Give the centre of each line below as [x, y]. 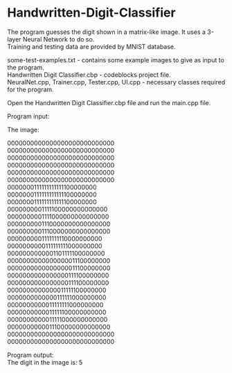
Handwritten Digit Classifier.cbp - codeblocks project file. [89, 75]
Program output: [30, 355]
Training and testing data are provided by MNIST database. [91, 46]
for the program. [30, 89]
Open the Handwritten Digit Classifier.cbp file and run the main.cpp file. [109, 102]
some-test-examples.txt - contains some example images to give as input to [116, 60]
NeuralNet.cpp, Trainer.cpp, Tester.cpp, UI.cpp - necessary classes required [116, 82]
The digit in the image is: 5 [45, 362]
